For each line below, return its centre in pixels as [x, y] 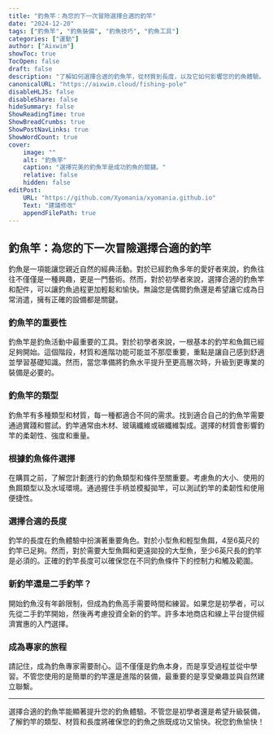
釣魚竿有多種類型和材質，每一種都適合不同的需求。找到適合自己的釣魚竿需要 [136, 415]
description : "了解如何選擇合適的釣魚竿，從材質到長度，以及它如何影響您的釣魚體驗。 [137, 77]
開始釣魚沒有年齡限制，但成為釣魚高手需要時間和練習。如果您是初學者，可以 [136, 603]
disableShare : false [43, 99]
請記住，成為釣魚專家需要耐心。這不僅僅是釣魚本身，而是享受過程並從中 [129, 666]
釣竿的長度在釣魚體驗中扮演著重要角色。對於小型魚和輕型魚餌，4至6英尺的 [134, 541]
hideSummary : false [41, 107]
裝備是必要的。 [33, 372]
